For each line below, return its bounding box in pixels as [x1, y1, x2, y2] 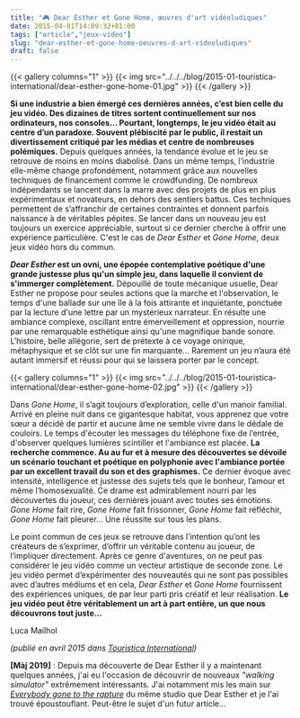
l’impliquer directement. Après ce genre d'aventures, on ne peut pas [10, 551, 263, 561]
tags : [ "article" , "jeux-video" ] [10, 30, 131, 39]
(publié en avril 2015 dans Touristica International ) [10, 642, 198, 653]
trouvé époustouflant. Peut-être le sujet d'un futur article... [10, 698, 227, 709]
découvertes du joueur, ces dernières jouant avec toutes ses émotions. [10, 495, 273, 506]
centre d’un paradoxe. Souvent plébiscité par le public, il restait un [10, 127, 263, 138]
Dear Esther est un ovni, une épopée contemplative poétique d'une [10, 259, 266, 270]
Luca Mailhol [10, 625, 57, 636]
